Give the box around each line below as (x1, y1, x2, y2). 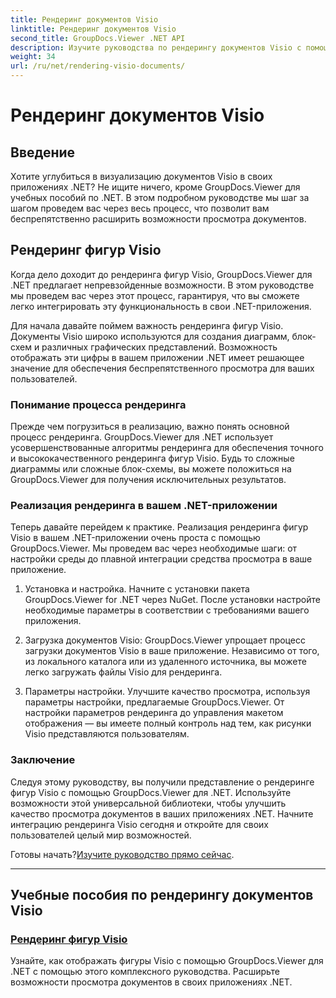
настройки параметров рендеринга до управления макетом (24, 707, 284, 719)
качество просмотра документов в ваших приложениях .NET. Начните (10, 807, 314, 820)
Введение (10, 144, 76, 161)
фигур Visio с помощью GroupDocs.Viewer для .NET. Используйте (10, 786, 292, 798)
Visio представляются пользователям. (24, 728, 190, 740)
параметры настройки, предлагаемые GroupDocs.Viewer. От (24, 696, 285, 708)
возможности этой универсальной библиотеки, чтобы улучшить (10, 797, 287, 809)
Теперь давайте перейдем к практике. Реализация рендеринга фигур (10, 521, 309, 533)
